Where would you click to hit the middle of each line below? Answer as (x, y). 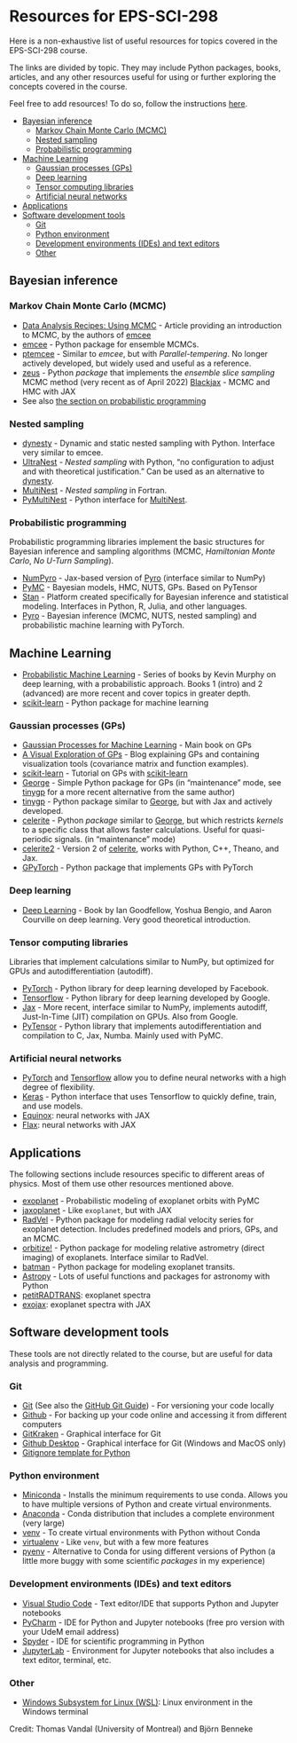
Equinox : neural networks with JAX (86, 1116)
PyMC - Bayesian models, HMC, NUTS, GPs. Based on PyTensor (140, 588)
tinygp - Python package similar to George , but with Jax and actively (147, 801)
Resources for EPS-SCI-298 (114, 16)
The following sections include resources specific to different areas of (137, 1174)
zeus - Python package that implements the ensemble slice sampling (148, 372)
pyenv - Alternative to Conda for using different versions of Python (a (148, 1551)
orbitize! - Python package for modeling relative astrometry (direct (143, 1248)
